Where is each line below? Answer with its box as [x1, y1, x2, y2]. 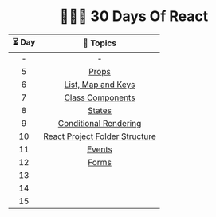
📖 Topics [82, 37, 117, 49]
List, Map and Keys [64, 79, 135, 90]
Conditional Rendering [57, 117, 142, 128]
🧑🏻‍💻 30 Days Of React [59, 7, 209, 26]
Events [86, 144, 113, 155]
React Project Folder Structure [43, 131, 157, 142]
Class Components [64, 92, 135, 103]
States [87, 105, 112, 116]
